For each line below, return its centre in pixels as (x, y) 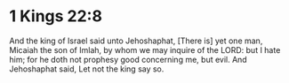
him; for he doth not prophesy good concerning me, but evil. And (128, 59)
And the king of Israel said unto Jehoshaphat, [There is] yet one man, (136, 41)
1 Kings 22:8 (56, 16)
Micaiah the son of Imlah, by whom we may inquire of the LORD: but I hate (145, 49)
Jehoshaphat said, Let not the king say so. (87, 69)
